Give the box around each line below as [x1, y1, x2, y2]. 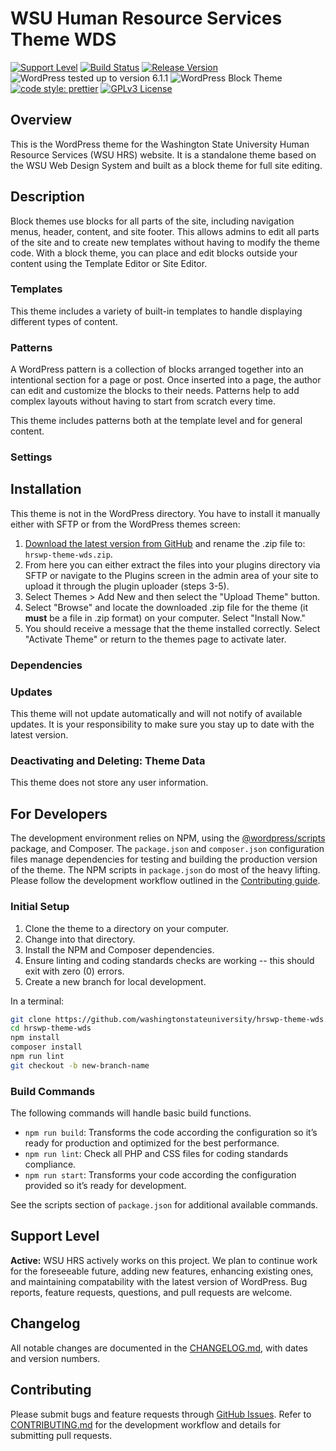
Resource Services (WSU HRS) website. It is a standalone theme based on [10, 148, 317, 161]
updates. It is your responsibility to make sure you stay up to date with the [10, 718, 315, 731]
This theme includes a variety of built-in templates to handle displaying [10, 305, 303, 317]
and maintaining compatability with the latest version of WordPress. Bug [10, 1275, 308, 1287]
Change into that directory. [24, 933, 136, 945]
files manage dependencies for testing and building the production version [10, 853, 318, 866]
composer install [10, 1042, 83, 1052]
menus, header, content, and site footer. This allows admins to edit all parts [10, 225, 320, 237]
